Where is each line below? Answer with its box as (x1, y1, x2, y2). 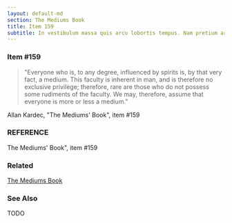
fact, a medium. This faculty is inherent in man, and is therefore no (23, 75, 213, 84)
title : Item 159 (7, 23, 54, 30)
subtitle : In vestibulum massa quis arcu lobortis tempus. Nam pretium (7, 29, 217, 37)
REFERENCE (7, 128, 49, 137)
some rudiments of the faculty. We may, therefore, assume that (23, 90, 204, 98)
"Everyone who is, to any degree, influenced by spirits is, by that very (23, 68, 222, 76)
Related (7, 160, 34, 170)
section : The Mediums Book (7, 17, 85, 23)
